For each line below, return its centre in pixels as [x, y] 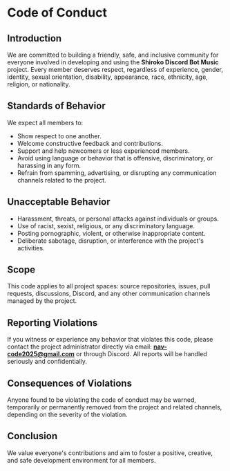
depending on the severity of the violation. [67, 415]
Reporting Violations [52, 323]
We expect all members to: [45, 122]
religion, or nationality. [39, 84]
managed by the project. [42, 301]
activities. [31, 248]
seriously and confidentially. [47, 362]
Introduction [35, 38]
